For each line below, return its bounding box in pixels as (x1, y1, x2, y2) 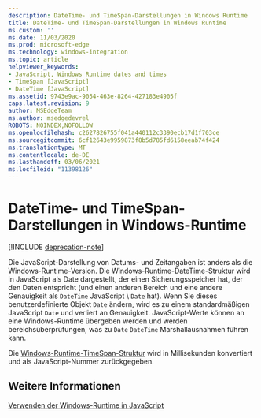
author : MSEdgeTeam (8, 107, 72, 115)
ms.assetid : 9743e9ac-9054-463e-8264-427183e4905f (8, 92, 178, 100)
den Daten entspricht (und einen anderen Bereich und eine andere (8, 282, 222, 292)
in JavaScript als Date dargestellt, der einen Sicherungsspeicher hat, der (8, 274, 244, 284)
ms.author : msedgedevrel (8, 114, 90, 122)
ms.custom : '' (8, 26, 55, 34)
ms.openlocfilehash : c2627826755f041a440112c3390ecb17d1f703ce (8, 129, 220, 136)
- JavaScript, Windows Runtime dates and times (8, 70, 167, 78)
